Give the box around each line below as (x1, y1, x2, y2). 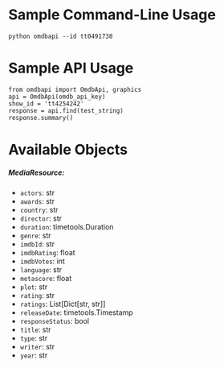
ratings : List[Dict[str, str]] (19, 300, 106, 309)
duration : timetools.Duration (19, 222, 114, 232)
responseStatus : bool (19, 316, 90, 326)
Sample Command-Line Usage (8, 6, 217, 24)
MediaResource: (8, 167, 65, 177)
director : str (19, 213, 63, 223)
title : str (19, 325, 51, 335)
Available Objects (8, 141, 128, 159)
